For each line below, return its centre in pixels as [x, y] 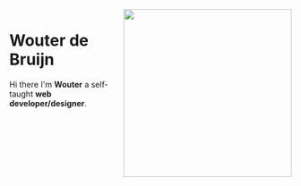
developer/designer [47, 103]
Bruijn [32, 59]
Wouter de [49, 41]
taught [21, 94]
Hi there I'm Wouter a [49, 84]
